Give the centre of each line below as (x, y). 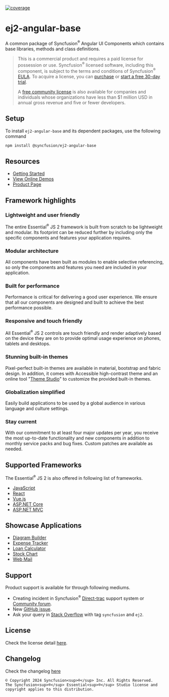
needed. (14, 449)
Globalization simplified (35, 392)
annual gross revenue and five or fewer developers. (72, 102)
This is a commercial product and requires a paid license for (80, 59)
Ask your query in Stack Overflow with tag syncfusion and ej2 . (78, 614)
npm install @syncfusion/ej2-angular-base (51, 146)
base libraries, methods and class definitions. (53, 49)
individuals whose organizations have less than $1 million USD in (85, 97)
